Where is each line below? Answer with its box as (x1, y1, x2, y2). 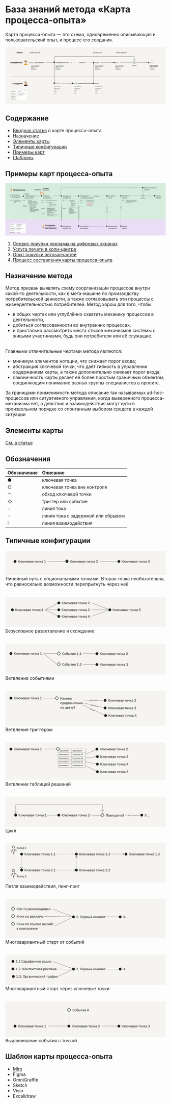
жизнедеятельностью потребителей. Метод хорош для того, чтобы (5, 301, 152, 307)
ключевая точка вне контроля (42, 484, 107, 491)
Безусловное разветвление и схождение (5, 628, 95, 634)
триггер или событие (42, 498, 88, 504)
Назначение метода (5, 272, 73, 280)
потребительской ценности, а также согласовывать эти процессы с (5, 296, 154, 302)
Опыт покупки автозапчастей (12, 251, 77, 257)
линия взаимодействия (42, 520, 93, 526)
